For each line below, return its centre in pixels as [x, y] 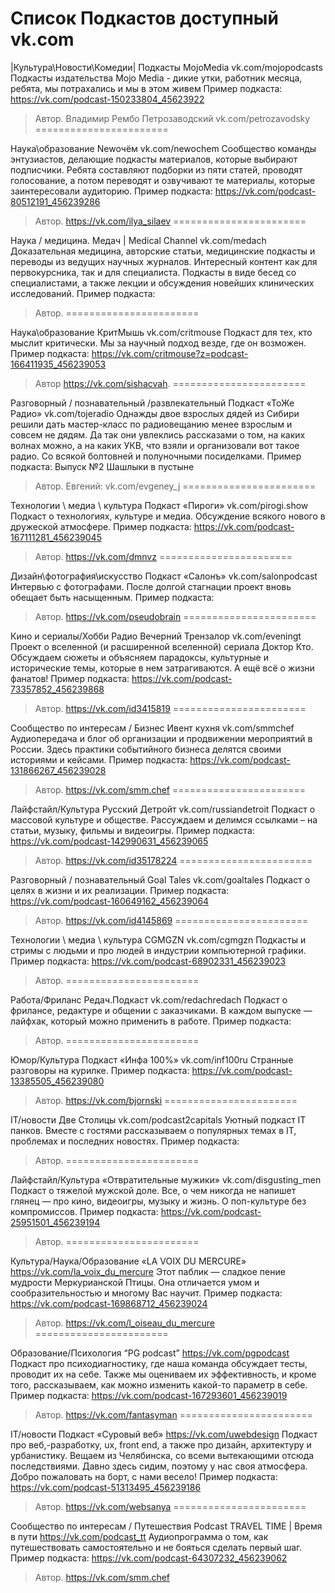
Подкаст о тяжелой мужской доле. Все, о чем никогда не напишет [153, 1190]
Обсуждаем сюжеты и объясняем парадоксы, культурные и [139, 657]
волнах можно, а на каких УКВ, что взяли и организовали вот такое [155, 445]
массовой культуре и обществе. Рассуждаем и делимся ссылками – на [164, 819]
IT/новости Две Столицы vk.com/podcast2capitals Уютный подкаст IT [158, 1119]
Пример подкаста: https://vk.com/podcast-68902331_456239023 [148, 961]
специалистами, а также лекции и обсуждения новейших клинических [162, 283]
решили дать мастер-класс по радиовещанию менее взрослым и [151, 424]
